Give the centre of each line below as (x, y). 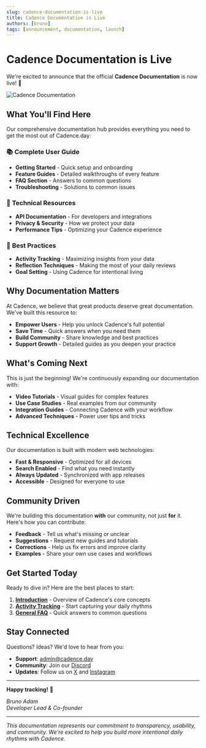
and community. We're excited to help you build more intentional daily (95, 732)
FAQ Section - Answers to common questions (73, 181)
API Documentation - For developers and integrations (83, 216)
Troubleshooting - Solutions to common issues (75, 187)
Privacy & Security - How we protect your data (75, 223)
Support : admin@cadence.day (54, 658)
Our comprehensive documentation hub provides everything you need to (98, 129)
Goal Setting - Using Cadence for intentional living (79, 271)
